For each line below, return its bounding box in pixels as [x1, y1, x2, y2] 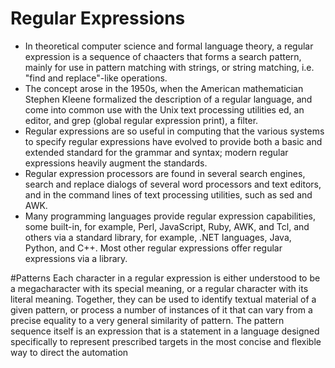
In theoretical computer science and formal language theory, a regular [24, 40, 314, 52]
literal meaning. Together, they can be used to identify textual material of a [10, 293, 317, 305]
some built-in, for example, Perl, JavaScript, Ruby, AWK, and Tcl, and [24, 220, 310, 232]
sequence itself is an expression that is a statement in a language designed [10, 325, 320, 337]
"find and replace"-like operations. [24, 72, 168, 84]
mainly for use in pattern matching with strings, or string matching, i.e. [24, 61, 315, 73]
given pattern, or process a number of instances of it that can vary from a [10, 303, 313, 316]
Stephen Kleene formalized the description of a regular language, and [24, 93, 313, 105]
